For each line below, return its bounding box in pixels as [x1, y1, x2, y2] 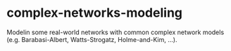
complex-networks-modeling [6, 5, 182, 21]
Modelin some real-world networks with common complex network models [6, 28, 225, 36]
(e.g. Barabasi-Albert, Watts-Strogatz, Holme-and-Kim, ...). [6, 35, 177, 43]
